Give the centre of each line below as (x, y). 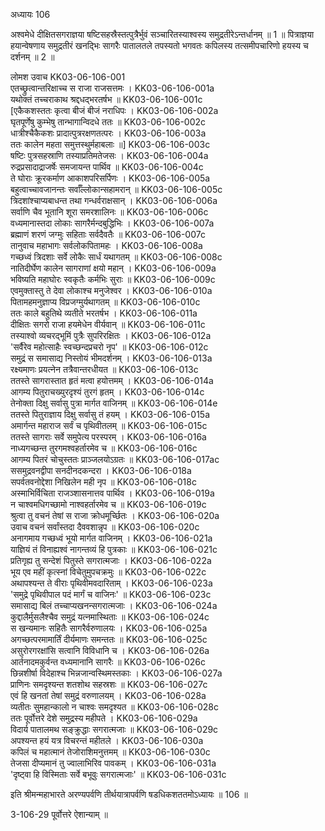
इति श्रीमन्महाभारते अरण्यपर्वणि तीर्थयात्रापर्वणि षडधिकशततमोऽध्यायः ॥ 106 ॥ (129, 794)
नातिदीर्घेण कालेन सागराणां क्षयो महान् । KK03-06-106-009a (113, 268)
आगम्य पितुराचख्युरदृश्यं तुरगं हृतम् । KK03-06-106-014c (107, 392)
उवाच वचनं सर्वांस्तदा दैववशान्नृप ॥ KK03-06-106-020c (105, 527)
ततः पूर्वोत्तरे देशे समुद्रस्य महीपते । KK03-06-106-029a (104, 718)
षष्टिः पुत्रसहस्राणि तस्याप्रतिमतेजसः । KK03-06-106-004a (109, 155)
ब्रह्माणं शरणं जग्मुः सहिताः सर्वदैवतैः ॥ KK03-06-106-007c (108, 234)
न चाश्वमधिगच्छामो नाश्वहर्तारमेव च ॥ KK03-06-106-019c (108, 504)
